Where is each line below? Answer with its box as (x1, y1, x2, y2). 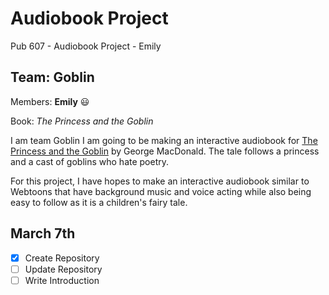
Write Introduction (24, 274, 100, 286)
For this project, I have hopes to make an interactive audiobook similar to (10, 175, 310, 187)
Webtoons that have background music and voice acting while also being (10, 185, 312, 197)
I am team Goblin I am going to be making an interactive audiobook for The (10, 134, 318, 146)
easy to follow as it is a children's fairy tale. (10, 196, 188, 208)
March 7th (10, 225, 76, 242)
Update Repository (24, 263, 103, 275)
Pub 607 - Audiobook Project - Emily (10, 40, 162, 52)
